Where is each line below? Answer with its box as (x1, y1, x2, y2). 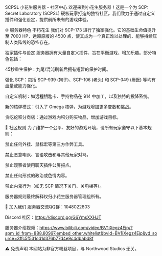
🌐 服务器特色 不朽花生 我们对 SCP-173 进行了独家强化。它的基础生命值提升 (5, 27, 156, 33)
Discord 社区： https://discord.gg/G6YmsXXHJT (5, 214, 102, 220)
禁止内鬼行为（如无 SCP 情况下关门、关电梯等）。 (5, 183, 104, 189)
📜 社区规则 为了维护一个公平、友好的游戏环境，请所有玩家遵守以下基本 (5, 125, 148, 130)
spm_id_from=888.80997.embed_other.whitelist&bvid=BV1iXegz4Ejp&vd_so (5, 230, 158, 236)
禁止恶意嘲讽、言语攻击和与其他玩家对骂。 (5, 152, 91, 157)
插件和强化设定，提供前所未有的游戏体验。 (5, 17, 91, 22)
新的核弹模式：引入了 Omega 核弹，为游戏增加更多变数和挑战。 (5, 104, 134, 110)
